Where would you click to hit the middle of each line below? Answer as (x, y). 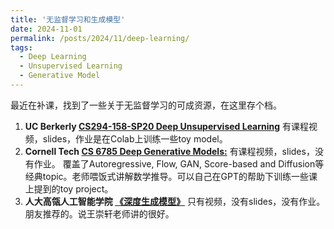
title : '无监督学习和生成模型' (68, 19)
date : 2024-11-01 (46, 29)
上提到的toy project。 (69, 188)
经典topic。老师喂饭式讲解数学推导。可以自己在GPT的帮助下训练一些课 (171, 176)
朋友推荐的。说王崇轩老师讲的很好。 (99, 213)
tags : (21, 47)
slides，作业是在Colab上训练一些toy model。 (135, 138)
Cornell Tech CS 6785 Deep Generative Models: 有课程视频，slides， (169, 151)
